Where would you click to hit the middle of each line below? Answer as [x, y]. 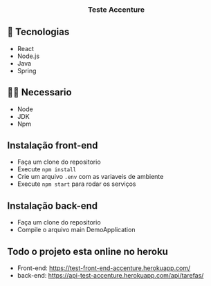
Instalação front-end [53, 145]
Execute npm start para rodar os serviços [76, 184]
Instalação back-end [53, 206]
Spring [27, 70]
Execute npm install [47, 169]
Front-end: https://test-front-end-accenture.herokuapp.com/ [104, 268]
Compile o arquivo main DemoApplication [76, 230]
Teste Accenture [116, 10]
